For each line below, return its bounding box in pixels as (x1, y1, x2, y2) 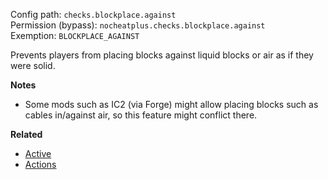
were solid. (10, 60, 56, 71)
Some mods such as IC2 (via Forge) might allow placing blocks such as (24, 99, 319, 110)
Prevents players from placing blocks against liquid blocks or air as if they (10, 49, 314, 61)
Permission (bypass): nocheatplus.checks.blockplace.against (10, 19, 266, 31)
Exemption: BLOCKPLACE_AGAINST (10, 30, 140, 41)
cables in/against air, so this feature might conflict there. (24, 109, 258, 121)
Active (24, 148, 52, 159)
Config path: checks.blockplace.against (10, 9, 177, 20)
